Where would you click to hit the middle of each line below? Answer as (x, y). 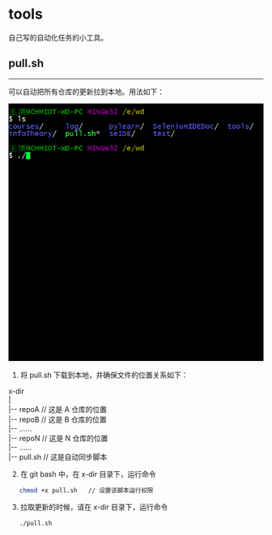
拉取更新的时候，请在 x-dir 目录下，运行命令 (94, 507)
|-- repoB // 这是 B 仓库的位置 (57, 419)
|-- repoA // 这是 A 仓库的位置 (58, 409)
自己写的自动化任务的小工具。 (58, 37)
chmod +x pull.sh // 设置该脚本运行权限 (86, 490)
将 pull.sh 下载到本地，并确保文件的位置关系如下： (104, 375)
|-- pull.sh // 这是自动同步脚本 (58, 456)
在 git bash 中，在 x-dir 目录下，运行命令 (88, 473)
